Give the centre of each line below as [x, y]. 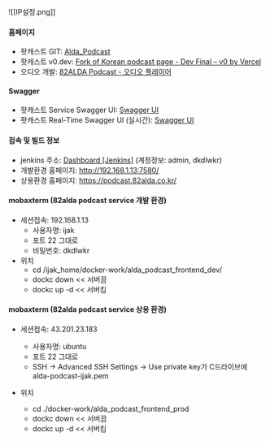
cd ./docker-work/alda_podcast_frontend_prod [111, 409]
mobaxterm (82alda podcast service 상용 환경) [87, 309]
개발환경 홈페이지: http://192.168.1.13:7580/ [89, 170]
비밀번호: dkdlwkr [61, 250]
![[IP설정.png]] [32, 12]
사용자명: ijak [53, 230]
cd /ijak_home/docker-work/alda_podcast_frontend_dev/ [127, 270]
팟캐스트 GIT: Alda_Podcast [65, 52]
